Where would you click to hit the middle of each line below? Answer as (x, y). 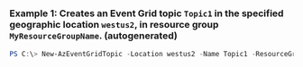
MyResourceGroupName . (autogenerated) (93, 36)
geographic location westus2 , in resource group (114, 24)
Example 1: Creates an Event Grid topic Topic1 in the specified (147, 13)
